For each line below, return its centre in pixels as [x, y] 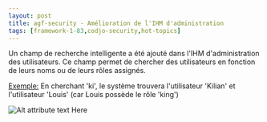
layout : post [30, 16]
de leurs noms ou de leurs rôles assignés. [77, 71]
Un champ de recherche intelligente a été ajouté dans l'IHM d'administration [134, 54]
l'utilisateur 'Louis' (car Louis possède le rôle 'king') [93, 95]
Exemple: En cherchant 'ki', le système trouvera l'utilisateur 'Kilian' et [122, 86]
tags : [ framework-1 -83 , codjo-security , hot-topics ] [95, 31]
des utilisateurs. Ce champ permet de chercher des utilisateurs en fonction [132, 62]
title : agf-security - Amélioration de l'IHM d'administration [116, 23]
